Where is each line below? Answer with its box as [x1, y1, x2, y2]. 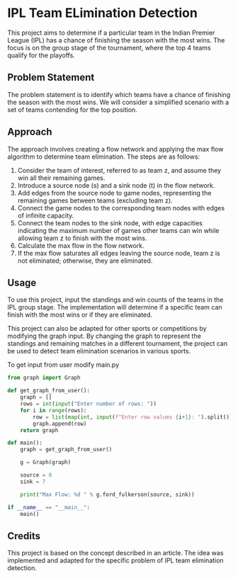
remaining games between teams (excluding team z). [17, 196, 173, 205]
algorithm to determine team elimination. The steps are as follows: [7, 152, 200, 161]
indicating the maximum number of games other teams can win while [17, 226, 220, 234]
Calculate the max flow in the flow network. [17, 241, 144, 249]
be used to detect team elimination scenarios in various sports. [7, 347, 191, 356]
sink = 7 [20, 478, 46, 485]
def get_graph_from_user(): [7, 387, 91, 395]
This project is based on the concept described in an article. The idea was [7, 549, 224, 557]
